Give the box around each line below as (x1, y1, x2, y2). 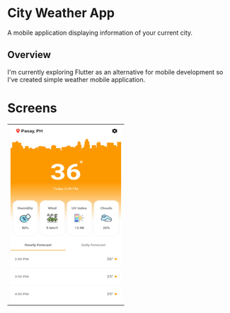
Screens (7, 100, 57, 116)
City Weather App (7, 5, 115, 21)
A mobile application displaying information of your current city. (7, 28, 193, 37)
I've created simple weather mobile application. (7, 75, 146, 84)
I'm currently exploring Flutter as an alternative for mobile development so (7, 67, 224, 76)
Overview (7, 49, 52, 61)
